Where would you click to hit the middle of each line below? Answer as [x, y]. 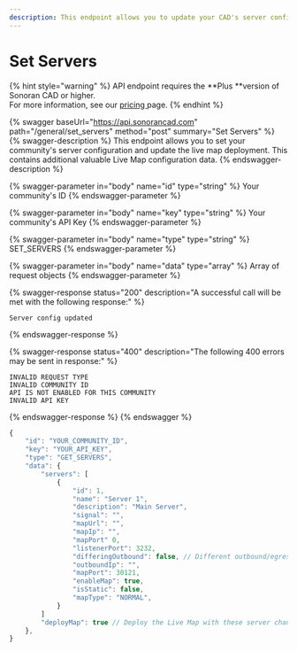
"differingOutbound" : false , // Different [152, 556]
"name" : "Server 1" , [110, 499]
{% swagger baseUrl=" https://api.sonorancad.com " [104, 121]
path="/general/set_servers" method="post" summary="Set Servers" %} [142, 131]
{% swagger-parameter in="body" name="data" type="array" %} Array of [145, 266]
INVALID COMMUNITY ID [49, 385]
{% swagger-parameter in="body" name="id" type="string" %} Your [134, 186]
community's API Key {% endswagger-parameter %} [105, 221]
